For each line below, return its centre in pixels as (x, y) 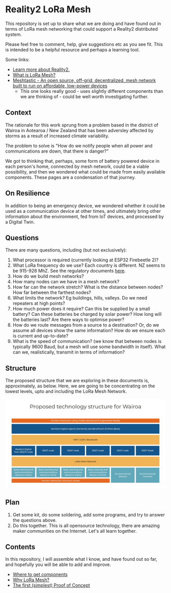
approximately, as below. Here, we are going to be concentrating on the (80, 386)
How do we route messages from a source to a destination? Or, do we (86, 325)
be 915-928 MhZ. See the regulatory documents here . (69, 271)
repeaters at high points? (39, 303)
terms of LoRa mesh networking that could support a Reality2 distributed (81, 29)
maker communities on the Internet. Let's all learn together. (75, 531)
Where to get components (40, 575)
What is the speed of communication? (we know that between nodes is (87, 341)
